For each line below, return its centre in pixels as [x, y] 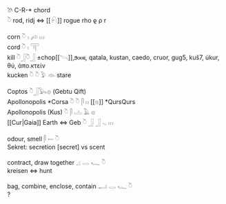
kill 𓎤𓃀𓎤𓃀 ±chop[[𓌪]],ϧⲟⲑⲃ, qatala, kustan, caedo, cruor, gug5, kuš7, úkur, [113, 57]
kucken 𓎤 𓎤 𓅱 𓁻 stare [39, 75]
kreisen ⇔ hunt [30, 171]
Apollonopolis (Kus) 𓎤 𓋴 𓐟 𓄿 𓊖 [51, 112]
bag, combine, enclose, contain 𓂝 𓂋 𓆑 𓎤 [70, 186]
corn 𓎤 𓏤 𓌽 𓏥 [26, 37]
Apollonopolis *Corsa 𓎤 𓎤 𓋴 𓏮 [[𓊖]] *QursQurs [71, 102]
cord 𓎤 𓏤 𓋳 [23, 47]
